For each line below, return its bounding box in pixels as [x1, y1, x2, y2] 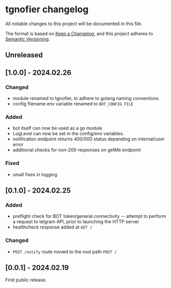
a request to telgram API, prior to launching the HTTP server [12, 219, 139, 225]
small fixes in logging [12, 171, 58, 177]
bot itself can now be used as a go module [12, 125, 103, 131]
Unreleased [5, 51, 43, 59]
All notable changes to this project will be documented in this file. [5, 20, 143, 27]
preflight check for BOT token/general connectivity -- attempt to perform [12, 213, 166, 219]
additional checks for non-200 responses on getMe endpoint [12, 147, 141, 153]
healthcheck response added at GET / [12, 224, 92, 230]
